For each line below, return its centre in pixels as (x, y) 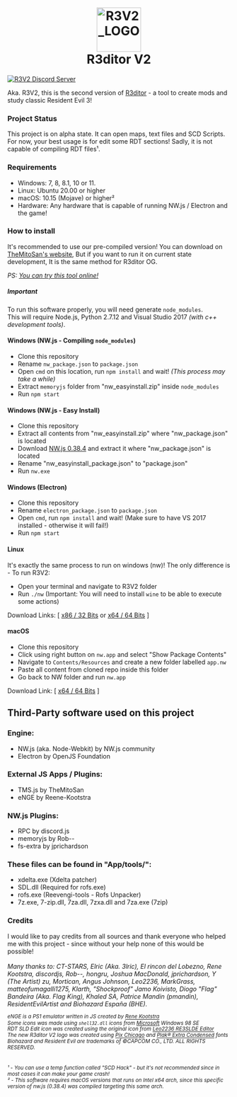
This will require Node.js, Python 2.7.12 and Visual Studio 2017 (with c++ (112, 317)
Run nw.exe (34, 471)
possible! (21, 951)
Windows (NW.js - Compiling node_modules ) (71, 340)
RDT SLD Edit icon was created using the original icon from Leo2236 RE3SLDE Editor (111, 1029)
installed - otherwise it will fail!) (63, 525)
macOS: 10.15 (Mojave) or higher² (66, 197)
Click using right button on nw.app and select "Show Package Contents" (122, 654)
